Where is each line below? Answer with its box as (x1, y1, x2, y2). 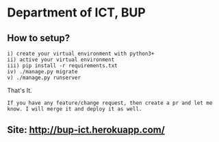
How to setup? (7, 32, 70, 44)
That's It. (7, 86, 32, 94)
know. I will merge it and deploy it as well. (7, 106, 142, 113)
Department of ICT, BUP (7, 5, 146, 21)
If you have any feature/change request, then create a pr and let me (7, 99, 213, 106)
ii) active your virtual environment (7, 56, 115, 63)
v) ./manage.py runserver (7, 74, 81, 81)
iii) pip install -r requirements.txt (7, 62, 118, 69)
